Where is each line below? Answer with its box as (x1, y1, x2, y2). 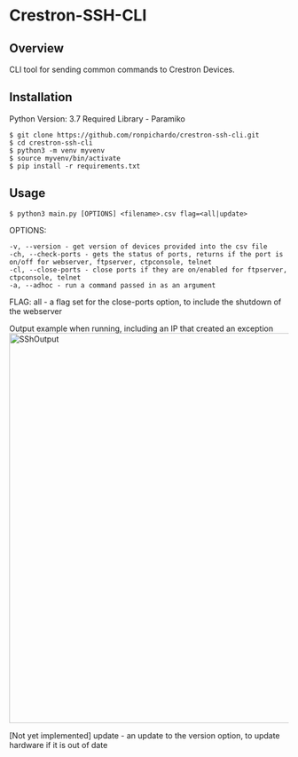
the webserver (9, 305, 62, 316)
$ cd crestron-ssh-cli (9, 138, 93, 147)
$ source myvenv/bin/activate (9, 154, 122, 162)
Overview (9, 41, 65, 56)
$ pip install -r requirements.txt (9, 162, 141, 170)
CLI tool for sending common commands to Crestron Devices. (9, 64, 235, 75)
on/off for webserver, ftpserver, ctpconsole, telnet (9, 257, 213, 266)
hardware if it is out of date (9, 739, 108, 750)
